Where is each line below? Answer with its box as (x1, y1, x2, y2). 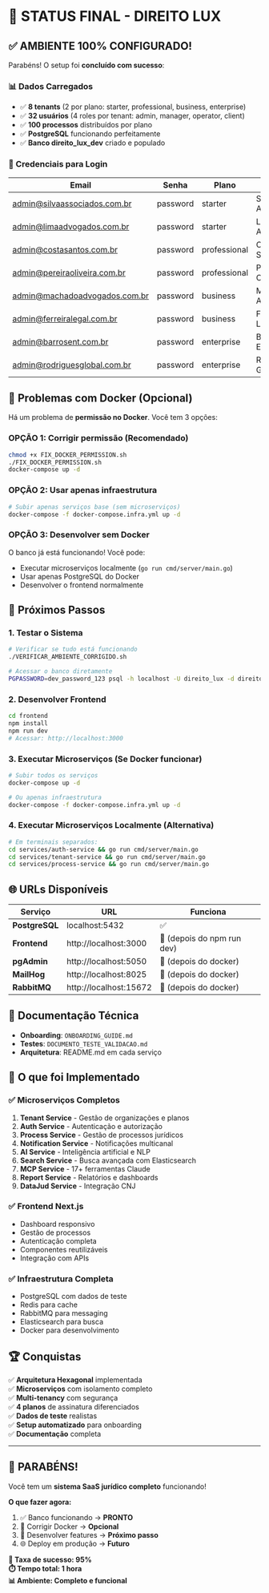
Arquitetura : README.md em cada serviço (19, 1047, 163, 1057)
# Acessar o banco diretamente (8, 667, 113, 676)
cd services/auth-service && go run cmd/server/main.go (8, 845, 199, 853)
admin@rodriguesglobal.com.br (12, 359, 132, 370)
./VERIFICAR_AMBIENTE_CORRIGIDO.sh (8, 653, 127, 661)
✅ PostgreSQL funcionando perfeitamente (19, 129, 161, 139)
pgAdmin (12, 956, 48, 967)
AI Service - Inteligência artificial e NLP (19, 1147, 151, 1156)
